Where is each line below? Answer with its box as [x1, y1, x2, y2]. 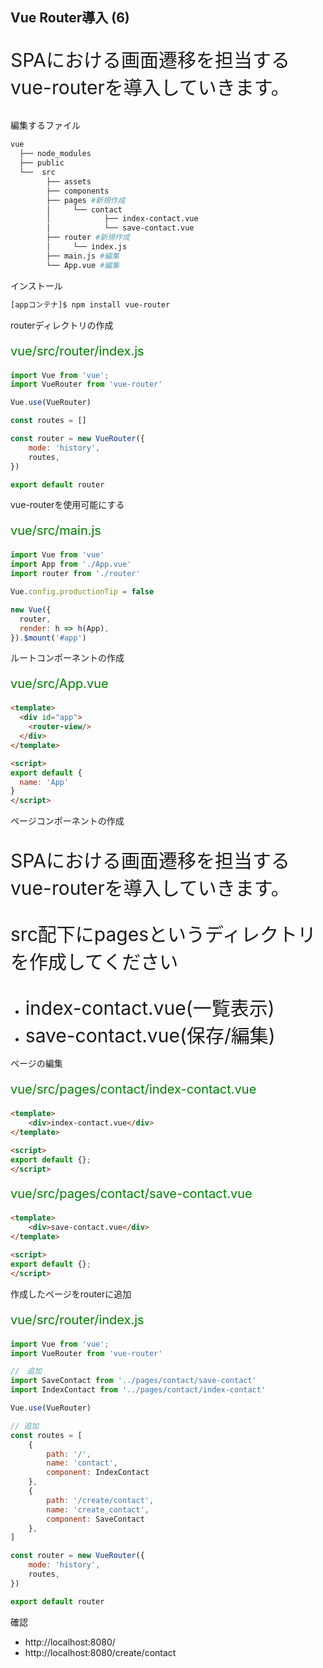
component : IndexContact [46, 1468, 150, 1478]
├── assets [46, 176, 92, 187]
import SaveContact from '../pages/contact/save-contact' [10, 1376, 257, 1386]
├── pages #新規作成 [46, 195, 126, 205]
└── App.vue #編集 [46, 260, 120, 270]
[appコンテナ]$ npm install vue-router [10, 299, 171, 310]
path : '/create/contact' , [46, 1495, 155, 1505]
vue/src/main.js [10, 523, 102, 539]
